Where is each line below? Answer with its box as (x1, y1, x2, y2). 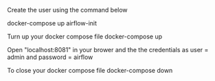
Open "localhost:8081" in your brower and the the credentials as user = (7, 46, 209, 54)
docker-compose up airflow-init (7, 19, 98, 27)
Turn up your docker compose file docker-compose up (7, 32, 163, 40)
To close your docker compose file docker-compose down (7, 67, 173, 74)
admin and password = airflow (7, 53, 93, 61)
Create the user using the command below (7, 6, 128, 14)
